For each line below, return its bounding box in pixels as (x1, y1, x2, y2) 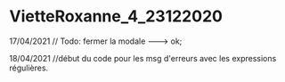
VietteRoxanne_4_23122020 (9, 6, 223, 27)
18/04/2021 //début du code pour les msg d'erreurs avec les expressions (9, 53, 277, 63)
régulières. (9, 62, 49, 73)
